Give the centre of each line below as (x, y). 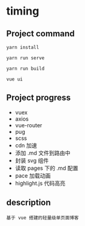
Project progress (39, 98)
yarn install (23, 47)
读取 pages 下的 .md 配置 (47, 168)
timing (23, 11)
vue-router (29, 125)
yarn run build (25, 68)
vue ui (15, 79)
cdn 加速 (26, 145)
